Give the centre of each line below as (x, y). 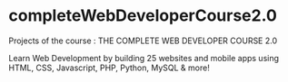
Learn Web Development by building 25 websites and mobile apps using (144, 58)
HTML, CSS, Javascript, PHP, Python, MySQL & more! (109, 68)
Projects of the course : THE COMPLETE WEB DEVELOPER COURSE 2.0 (143, 41)
